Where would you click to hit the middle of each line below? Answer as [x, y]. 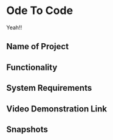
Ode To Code [40, 11]
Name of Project [37, 47]
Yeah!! [14, 27]
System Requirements [49, 88]
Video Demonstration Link [57, 109]
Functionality [32, 67]
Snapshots [27, 129]
